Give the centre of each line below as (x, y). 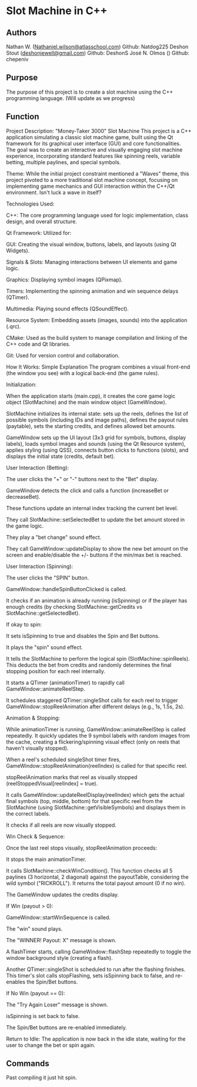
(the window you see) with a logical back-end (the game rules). (83, 373)
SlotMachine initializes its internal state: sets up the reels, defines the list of (97, 413)
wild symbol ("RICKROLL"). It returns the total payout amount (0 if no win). (96, 883)
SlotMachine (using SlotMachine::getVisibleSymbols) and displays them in (96, 807)
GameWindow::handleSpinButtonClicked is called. (66, 589)
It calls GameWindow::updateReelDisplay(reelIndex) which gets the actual (95, 795)
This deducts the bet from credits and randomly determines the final (89, 665)
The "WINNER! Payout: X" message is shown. (61, 940)
